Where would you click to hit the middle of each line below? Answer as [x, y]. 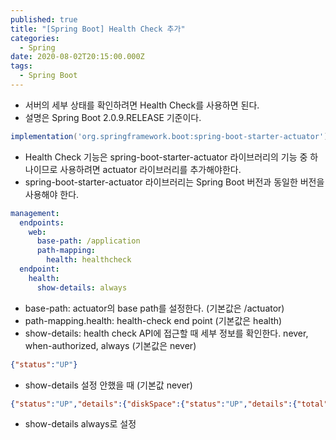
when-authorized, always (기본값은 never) [110, 345]
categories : [35, 38]
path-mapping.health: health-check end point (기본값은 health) [153, 320]
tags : [21, 66]
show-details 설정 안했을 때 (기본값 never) [108, 385]
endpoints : [42, 222]
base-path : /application [88, 241]
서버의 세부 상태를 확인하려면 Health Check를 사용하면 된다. [142, 105]
